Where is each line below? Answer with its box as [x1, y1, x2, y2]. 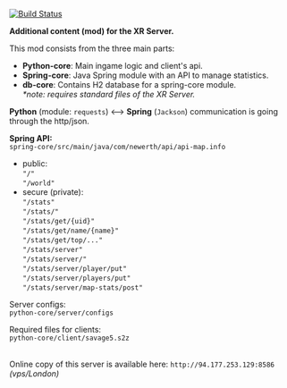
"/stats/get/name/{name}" [21, 226, 119, 235]
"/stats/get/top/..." [21, 236, 103, 245]
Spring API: [9, 133, 53, 143]
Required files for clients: [9, 325, 101, 334]
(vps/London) [9, 368, 60, 379]
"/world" [21, 179, 55, 188]
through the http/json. [9, 116, 89, 126]
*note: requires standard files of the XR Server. [21, 89, 196, 99]
